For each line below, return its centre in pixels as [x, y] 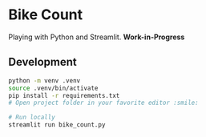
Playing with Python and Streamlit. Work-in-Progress [97, 37]
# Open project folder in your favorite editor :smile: [103, 103]
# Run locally [32, 118]
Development [43, 62]
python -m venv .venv [44, 81]
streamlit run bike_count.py [57, 125]
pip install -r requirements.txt [64, 95]
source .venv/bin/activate [53, 88]
